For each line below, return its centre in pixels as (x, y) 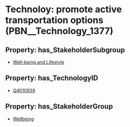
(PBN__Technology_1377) (59, 31)
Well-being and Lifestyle (38, 62)
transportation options (55, 20)
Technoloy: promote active (63, 9)
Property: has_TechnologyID (52, 78)
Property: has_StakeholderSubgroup (65, 50)
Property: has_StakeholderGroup (59, 106)
